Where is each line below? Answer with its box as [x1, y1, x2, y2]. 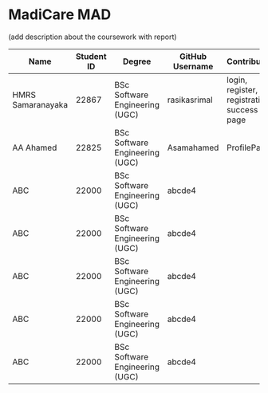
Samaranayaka [12, 99, 69, 110]
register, [227, 84, 258, 95]
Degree [122, 56, 152, 67]
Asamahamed [167, 142, 219, 153]
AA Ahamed [12, 142, 57, 153]
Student [75, 50, 107, 61]
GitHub [179, 50, 207, 61]
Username [172, 61, 214, 72]
